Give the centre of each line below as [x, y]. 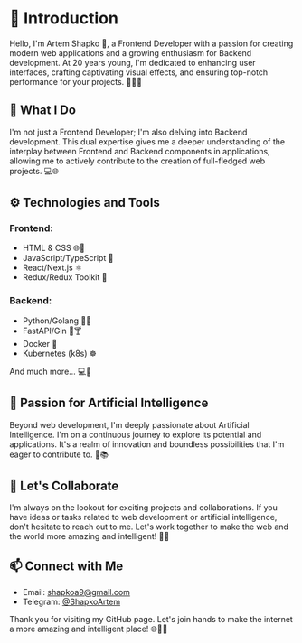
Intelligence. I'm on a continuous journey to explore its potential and [136, 434]
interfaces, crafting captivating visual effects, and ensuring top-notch [139, 72]
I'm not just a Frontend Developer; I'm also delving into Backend [128, 132]
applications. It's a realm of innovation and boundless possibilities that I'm [147, 444]
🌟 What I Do [43, 111]
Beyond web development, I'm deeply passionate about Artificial [130, 424]
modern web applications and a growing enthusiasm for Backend [131, 52]
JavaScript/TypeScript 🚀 [68, 258]
